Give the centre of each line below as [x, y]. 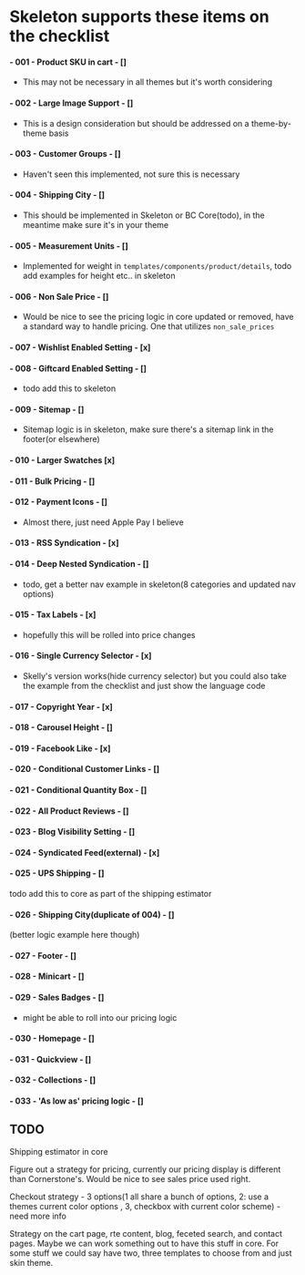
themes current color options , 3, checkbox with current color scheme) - [145, 1206]
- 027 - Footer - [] [43, 955]
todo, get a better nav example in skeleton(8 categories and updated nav [159, 584]
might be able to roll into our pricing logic [100, 1017]
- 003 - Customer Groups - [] [65, 154]
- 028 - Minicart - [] [47, 976]
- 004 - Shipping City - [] [57, 195]
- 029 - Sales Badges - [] [57, 997]
